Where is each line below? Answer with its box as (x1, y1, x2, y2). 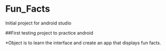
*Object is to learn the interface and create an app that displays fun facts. (5, 39, 161, 46)
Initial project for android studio (5, 20, 72, 26)
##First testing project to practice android (5, 30, 94, 36)
